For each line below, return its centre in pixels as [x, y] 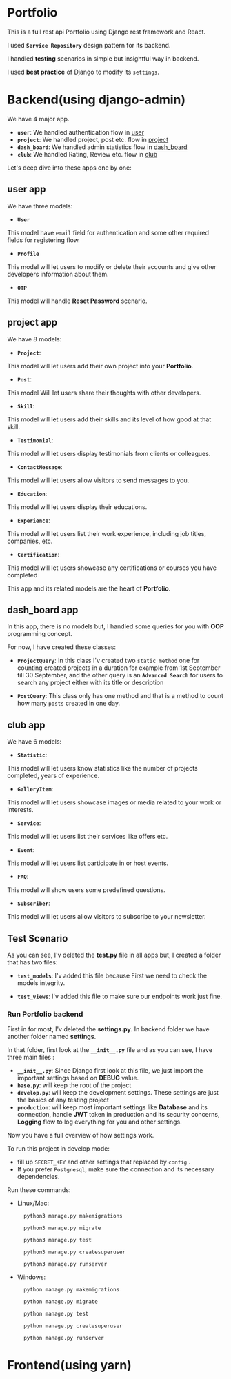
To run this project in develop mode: [59, 1149]
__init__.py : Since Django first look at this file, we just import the [110, 1071]
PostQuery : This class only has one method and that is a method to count [120, 696]
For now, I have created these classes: [61, 647]
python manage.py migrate [61, 1302]
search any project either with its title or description [90, 683]
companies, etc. [30, 541]
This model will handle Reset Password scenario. [77, 301]
